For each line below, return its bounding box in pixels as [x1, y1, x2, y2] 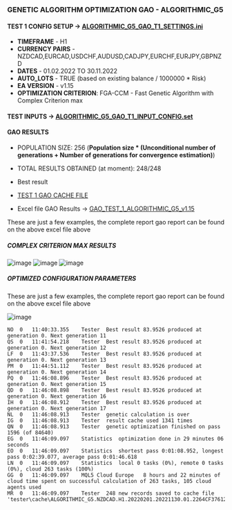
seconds [7, 441, 30, 448]
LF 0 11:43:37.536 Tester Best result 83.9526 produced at [7, 350, 202, 358]
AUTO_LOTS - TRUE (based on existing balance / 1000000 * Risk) [17, 74, 206, 82]
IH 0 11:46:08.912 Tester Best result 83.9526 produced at [7, 398, 202, 406]
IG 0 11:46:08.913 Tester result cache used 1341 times [7, 417, 193, 424]
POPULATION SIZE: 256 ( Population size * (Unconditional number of [17, 143, 216, 152]
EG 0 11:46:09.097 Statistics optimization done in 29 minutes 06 [7, 435, 224, 442]
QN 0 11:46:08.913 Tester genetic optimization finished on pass [7, 423, 221, 430]
